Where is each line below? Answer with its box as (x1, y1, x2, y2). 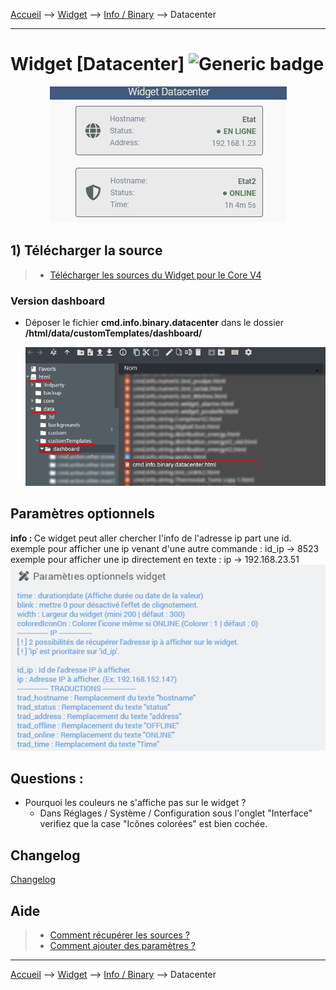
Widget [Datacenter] (10, 53, 185, 76)
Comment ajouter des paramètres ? (49, 940, 196, 952)
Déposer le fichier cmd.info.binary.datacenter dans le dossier (24, 317, 285, 329)
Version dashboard (10, 294, 106, 308)
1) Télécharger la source (10, 242, 163, 259)
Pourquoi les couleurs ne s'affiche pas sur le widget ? (24, 797, 247, 809)
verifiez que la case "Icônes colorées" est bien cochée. (39, 818, 268, 830)
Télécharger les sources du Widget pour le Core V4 (49, 269, 262, 281)
